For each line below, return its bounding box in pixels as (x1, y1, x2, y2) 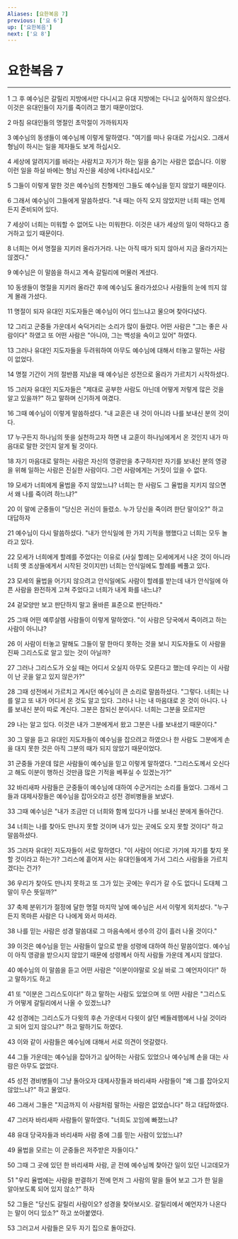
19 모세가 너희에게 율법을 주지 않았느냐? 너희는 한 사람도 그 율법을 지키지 (7, 481, 208, 489)
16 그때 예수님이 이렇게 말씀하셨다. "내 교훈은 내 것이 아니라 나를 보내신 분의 (7, 409, 217, 418)
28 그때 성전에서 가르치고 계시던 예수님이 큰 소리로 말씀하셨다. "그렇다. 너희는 (7, 687, 222, 696)
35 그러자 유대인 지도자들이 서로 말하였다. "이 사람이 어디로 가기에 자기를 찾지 (7, 846, 222, 855)
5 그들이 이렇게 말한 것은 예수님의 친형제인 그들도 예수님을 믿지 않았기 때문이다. (7, 182, 227, 190)
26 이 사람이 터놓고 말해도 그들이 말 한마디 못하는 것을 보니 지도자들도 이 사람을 (7, 640, 227, 648)
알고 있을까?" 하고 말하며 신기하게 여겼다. (7, 394, 122, 403)
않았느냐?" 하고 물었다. (7, 1086, 71, 1094)
